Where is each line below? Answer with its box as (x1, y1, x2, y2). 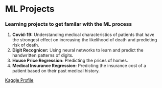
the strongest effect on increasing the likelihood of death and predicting (12, 37, 158, 43)
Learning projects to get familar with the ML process (5, 21, 132, 28)
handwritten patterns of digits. (12, 53, 73, 58)
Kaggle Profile (5, 77, 34, 83)
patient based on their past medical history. (12, 68, 100, 74)
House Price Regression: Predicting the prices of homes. (12, 57, 128, 64)
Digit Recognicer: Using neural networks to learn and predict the (12, 47, 143, 53)
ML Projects (5, 3, 55, 15)
